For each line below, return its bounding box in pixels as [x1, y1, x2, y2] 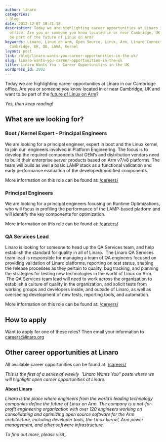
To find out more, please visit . [5, 431, 67, 437]
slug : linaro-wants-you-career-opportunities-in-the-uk [5, 58, 123, 63]
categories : [5, 12, 30, 17]
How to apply [5, 315, 47, 324]
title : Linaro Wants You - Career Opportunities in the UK [5, 62, 129, 67]
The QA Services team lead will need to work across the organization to [6, 276, 152, 282]
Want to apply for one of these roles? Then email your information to [5, 329, 144, 335]
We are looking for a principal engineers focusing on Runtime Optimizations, [5, 200, 161, 206]
